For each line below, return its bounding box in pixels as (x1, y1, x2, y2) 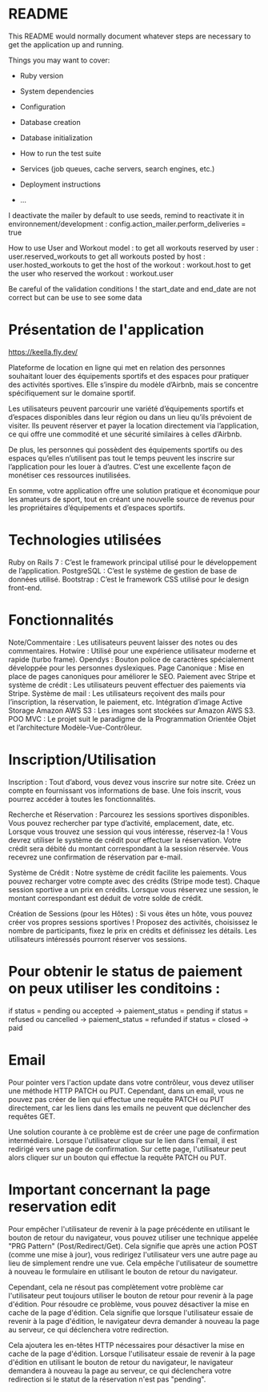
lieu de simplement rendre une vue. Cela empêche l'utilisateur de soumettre (8, 1258, 258, 1268)
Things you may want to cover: (8, 55, 110, 65)
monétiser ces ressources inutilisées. (8, 470, 131, 480)
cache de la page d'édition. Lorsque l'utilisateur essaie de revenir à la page (8, 1349, 256, 1358)
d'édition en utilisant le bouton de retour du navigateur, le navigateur (8, 1357, 234, 1366)
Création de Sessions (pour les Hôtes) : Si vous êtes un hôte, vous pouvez (8, 908, 254, 918)
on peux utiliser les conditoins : (8, 979, 221, 997)
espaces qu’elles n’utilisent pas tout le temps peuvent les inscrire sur (8, 453, 235, 463)
